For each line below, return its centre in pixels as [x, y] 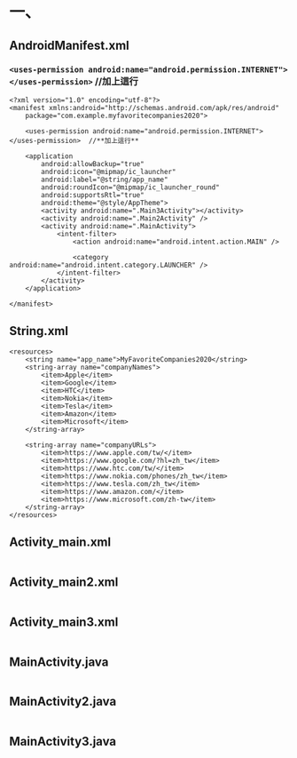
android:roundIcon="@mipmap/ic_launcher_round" [130, 187]
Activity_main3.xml [64, 622]
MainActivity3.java [63, 742]
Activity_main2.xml [64, 582]
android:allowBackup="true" [93, 164]
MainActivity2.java [63, 702]
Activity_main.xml [60, 543]
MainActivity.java [59, 662]
